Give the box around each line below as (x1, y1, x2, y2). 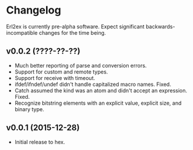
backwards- (145, 23, 175, 30)
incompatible (6, 29, 38, 36)
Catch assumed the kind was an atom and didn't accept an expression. (14, 86, 188, 94)
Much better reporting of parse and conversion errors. (14, 62, 147, 69)
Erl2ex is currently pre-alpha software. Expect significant (6, 23, 145, 30)
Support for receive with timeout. (14, 74, 96, 81)
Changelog (6, 4, 61, 17)
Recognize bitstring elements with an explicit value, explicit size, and (14, 99, 182, 106)
